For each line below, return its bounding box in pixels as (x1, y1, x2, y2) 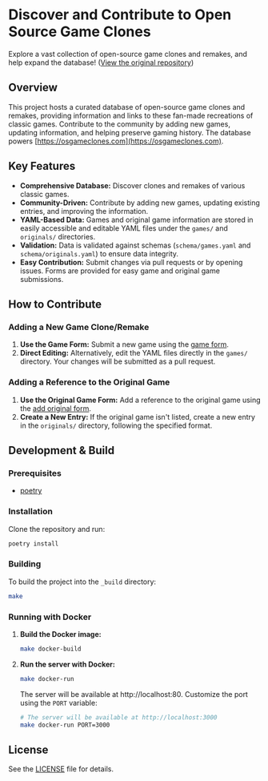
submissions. (19, 274, 64, 284)
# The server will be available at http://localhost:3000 (19, 713, 218, 722)
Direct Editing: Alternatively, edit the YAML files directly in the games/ (19, 348, 248, 358)
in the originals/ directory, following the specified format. (19, 421, 213, 430)
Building (8, 558, 42, 570)
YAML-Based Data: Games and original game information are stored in (19, 215, 254, 224)
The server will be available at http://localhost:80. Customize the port (19, 689, 248, 698)
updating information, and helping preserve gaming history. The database (8, 127, 251, 137)
